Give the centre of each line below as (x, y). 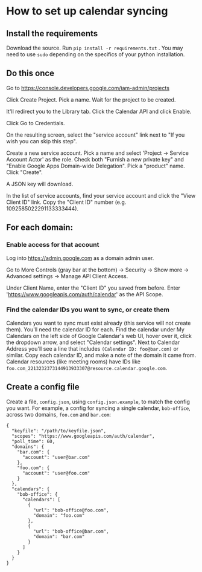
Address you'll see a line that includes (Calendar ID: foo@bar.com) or (93, 348)
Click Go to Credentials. (36, 123)
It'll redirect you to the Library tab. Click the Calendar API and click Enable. (99, 111)
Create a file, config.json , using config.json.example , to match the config (98, 401)
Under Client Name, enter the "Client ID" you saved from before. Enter (93, 288)
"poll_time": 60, (33, 441)
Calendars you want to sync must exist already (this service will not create (99, 323)
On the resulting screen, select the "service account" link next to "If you (96, 135)
